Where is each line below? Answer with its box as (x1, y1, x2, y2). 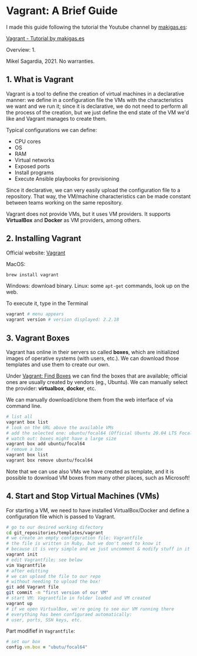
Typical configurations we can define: (6, 126, 97, 133)
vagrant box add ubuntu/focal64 (6, 441, 85, 447)
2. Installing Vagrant (6, 233, 81, 244)
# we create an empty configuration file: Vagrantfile (6, 535, 143, 541)
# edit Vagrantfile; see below (6, 557, 83, 563)
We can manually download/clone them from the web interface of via (6, 396, 173, 403)
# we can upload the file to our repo (6, 573, 101, 579)
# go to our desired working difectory (6, 524, 104, 530)
